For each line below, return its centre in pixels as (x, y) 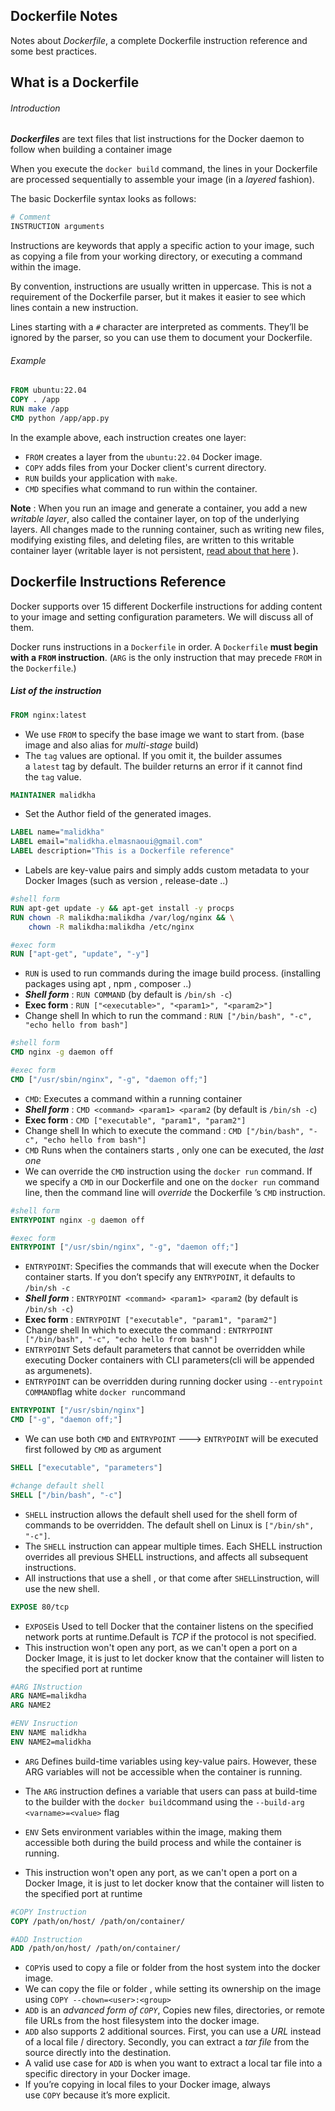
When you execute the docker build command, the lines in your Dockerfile (164, 169)
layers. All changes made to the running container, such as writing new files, (167, 529)
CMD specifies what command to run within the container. (141, 488)
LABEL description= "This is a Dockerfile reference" (122, 851)
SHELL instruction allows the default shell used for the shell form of (161, 1514)
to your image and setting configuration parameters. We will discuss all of (162, 616)
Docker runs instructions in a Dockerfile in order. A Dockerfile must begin (164, 646)
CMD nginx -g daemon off (62, 1052)
